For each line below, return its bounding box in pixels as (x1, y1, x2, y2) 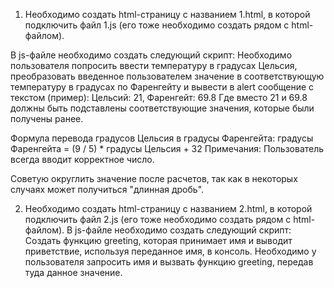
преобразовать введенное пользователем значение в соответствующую (10, 70, 325, 82)
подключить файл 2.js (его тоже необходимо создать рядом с (24, 214, 292, 225)
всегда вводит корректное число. (10, 154, 155, 165)
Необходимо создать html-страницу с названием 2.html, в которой (24, 203, 313, 214)
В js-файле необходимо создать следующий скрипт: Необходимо (10, 49, 293, 61)
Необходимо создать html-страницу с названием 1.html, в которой (24, 9, 311, 20)
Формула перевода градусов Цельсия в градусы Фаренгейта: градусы (10, 132, 314, 144)
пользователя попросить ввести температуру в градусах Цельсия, (10, 60, 298, 71)
